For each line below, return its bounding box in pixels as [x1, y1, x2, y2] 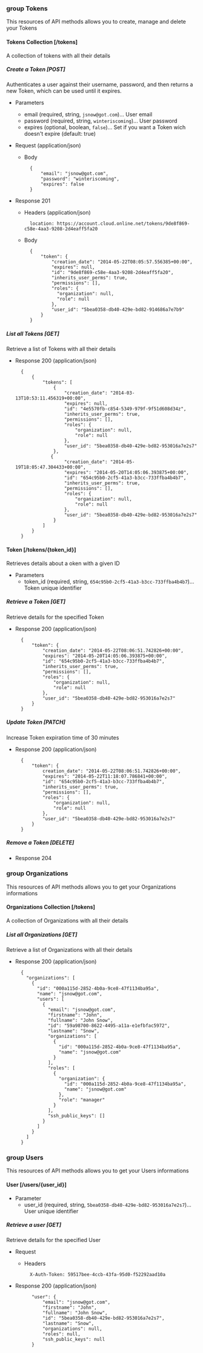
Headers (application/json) [24, 209, 91, 216]
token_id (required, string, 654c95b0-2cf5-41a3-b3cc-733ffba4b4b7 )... [24, 578, 195, 585]
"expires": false [40, 181, 85, 187]
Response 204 [15, 854, 52, 861]
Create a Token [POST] [6, 65, 65, 73]
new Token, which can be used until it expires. [6, 87, 122, 95]
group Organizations [6, 869, 68, 878]
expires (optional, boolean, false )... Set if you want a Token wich [24, 124, 186, 131]
